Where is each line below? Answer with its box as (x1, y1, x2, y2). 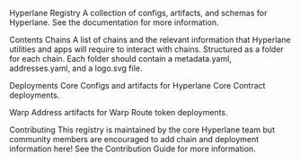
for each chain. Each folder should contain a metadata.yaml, (9, 54, 232, 64)
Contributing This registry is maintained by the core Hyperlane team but (9, 124, 276, 135)
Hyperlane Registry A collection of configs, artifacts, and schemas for (9, 8, 268, 18)
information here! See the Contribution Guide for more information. (9, 143, 256, 154)
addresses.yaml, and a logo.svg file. (9, 63, 143, 73)
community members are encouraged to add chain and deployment (9, 134, 260, 144)
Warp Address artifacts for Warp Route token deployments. (9, 107, 228, 117)
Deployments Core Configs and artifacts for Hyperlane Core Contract (9, 80, 266, 90)
